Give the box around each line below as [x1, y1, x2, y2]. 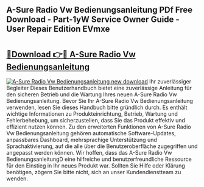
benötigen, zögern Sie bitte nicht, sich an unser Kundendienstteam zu [6, 169, 181, 175]
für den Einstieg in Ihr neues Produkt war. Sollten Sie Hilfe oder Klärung [6, 162, 185, 169]
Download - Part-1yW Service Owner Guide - [6, 15, 180, 25]
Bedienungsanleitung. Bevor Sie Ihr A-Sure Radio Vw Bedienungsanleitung [6, 97, 194, 104]
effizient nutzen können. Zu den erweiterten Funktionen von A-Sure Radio [6, 123, 191, 130]
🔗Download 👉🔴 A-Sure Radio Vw [6, 49, 136, 60]
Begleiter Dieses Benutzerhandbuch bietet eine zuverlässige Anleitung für [6, 85, 192, 91]
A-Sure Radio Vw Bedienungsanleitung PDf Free [6, 5, 193, 15]
